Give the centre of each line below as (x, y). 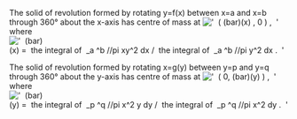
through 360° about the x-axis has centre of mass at (105, 22)
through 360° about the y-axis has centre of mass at (105, 77)
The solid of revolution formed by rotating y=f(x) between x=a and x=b (138, 13)
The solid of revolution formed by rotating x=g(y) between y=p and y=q (139, 67)
